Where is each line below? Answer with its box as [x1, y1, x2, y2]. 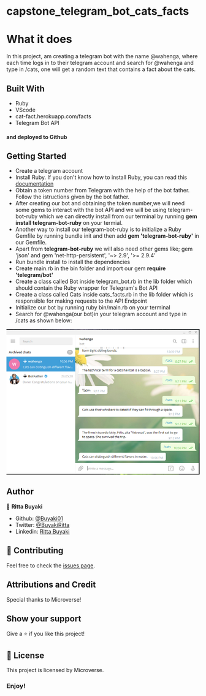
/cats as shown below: [15, 317, 72, 324]
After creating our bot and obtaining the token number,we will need [15, 200, 185, 207]
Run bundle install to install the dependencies [15, 259, 131, 266]
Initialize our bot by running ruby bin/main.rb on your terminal [15, 304, 170, 311]
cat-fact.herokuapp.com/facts [15, 112, 92, 120]
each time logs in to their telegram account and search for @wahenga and [6, 59, 194, 67]
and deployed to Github [6, 133, 67, 140]
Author [6, 486, 34, 497]
